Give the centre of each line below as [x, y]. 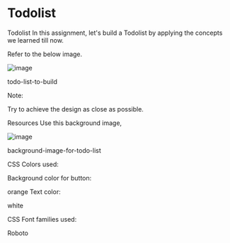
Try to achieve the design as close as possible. [75, 109]
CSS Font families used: [42, 219]
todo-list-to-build [33, 81]
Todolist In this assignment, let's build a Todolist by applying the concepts [115, 33]
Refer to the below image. [45, 54]
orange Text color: [34, 191]
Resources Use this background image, [65, 123]
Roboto [18, 233]
